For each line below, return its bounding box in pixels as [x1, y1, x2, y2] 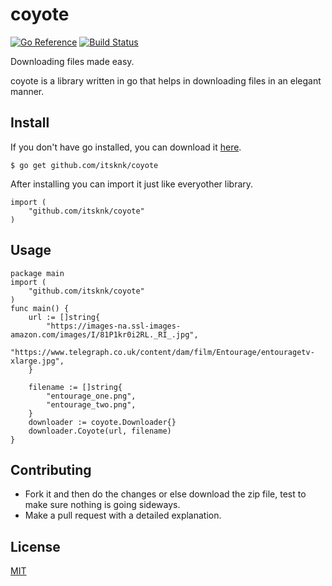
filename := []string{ [28, 382, 123, 392]
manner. [10, 85, 45, 97]
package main [10, 268, 65, 278]
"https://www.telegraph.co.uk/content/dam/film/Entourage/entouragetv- [10, 347, 315, 357]
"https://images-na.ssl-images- [46, 321, 182, 331]
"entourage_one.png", [46, 391, 137, 401]
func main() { [10, 303, 70, 313]
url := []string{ [28, 312, 101, 322]
